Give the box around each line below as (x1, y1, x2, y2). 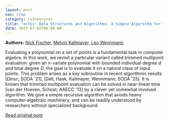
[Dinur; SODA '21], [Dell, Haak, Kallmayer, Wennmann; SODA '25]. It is (5, 76, 149, 82)
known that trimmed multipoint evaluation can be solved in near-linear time (5, 81, 160, 87)
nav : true (5, 12, 26, 17)
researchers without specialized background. (5, 102, 99, 108)
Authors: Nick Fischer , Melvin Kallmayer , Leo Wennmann (5, 39, 124, 45)
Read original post (5, 112, 43, 118)
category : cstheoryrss (5, 16, 53, 21)
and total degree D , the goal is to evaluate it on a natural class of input (5, 65, 150, 71)
